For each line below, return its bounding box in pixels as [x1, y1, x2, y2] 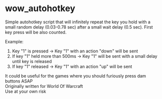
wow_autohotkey [5, 3, 75, 14]
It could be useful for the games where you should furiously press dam [5, 73, 147, 79]
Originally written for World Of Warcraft [5, 83, 83, 89]
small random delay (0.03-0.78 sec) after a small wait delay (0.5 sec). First [5, 24, 153, 30]
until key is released [12, 58, 52, 64]
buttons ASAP [5, 78, 33, 84]
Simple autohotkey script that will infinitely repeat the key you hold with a [5, 19, 151, 25]
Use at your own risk [5, 88, 46, 94]
